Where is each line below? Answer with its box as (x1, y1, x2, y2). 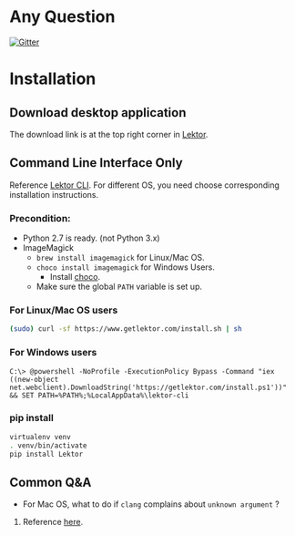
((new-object (9, 375, 59, 384)
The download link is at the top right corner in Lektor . (9, 129, 209, 139)
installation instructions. (9, 189, 99, 200)
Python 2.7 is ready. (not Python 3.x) (22, 232, 161, 243)
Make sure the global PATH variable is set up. (36, 281, 203, 293)
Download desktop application (9, 105, 187, 120)
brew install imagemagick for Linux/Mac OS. (36, 253, 205, 263)
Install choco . (49, 272, 101, 283)
